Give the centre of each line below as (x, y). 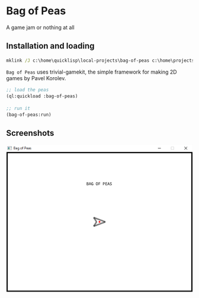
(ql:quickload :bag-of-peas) (42, 96)
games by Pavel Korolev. (36, 78)
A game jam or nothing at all (41, 27)
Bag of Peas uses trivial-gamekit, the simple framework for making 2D (92, 72)
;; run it (18, 109)
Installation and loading (50, 46)
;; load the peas (28, 90)
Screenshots (30, 133)
